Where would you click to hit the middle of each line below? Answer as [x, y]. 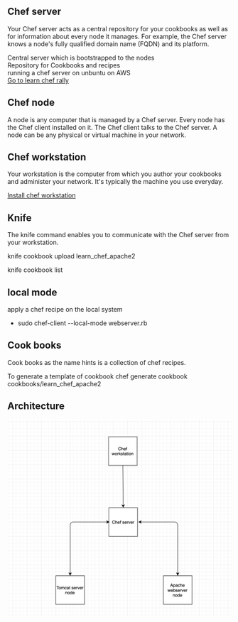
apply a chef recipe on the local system [65, 310]
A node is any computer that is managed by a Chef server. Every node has [116, 119]
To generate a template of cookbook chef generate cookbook [98, 376]
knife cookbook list [35, 270]
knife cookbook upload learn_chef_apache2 [71, 256]
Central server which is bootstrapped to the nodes [81, 58]
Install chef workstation [42, 195]
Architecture [36, 407]
